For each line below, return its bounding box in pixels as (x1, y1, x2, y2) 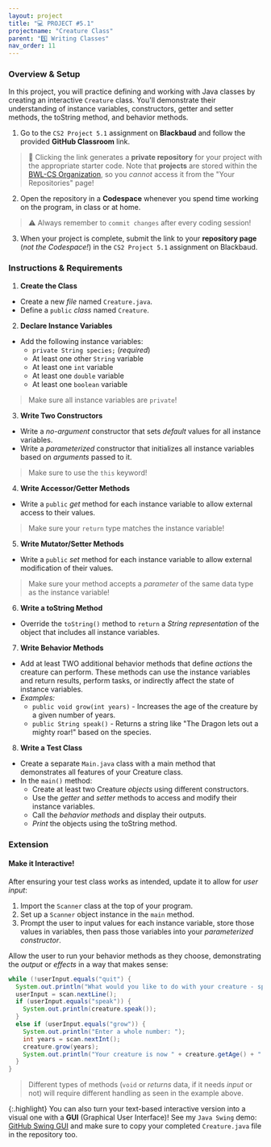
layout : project (8, 11, 63, 20)
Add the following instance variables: (19, 336, 144, 346)
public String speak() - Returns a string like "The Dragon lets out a (31, 718, 259, 728)
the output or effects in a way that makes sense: (8, 959, 169, 969)
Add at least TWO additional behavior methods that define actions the (19, 658, 252, 668)
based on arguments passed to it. (19, 452, 132, 461)
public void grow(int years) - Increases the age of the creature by (31, 701, 258, 711)
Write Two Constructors (19, 410, 103, 420)
